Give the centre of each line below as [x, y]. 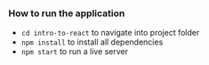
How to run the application [67, 13]
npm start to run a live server [75, 52]
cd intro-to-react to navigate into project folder [110, 33]
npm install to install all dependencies [92, 42]
